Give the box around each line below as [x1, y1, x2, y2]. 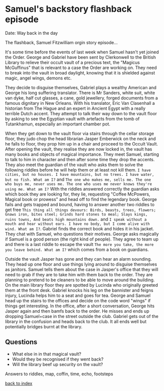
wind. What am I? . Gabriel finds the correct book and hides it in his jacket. [5, 225, 154, 231]
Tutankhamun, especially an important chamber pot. [5, 121, 111, 127]
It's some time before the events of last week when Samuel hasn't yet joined [5, 49, 159, 55]
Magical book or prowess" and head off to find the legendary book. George [5, 196, 157, 202]
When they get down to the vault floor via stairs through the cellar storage [5, 130, 154, 136]
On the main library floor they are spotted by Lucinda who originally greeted [5, 282, 158, 288]
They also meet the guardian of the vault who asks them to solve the [5, 162, 143, 168]
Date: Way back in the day [5, 30, 58, 36]
